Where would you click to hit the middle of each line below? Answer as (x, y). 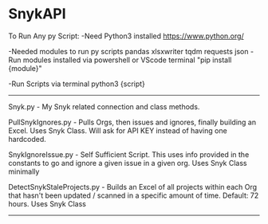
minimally (24, 171)
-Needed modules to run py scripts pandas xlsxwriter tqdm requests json (128, 51)
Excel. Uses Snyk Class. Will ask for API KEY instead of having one (118, 130)
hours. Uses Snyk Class (47, 203)
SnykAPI (37, 14)
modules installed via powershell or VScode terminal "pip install (127, 60)
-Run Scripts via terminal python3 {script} (77, 84)
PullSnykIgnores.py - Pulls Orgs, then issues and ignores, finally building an (132, 122)
